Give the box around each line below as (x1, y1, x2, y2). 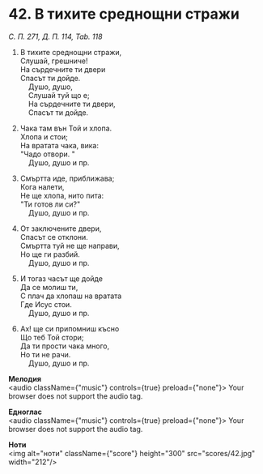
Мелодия (8, 374, 42, 383)
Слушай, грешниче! (19, 56, 88, 66)
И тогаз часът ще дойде (19, 273, 104, 284)
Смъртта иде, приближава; (19, 173, 115, 183)
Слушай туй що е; (28, 90, 91, 100)
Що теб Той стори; (19, 332, 84, 342)
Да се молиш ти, (19, 282, 78, 292)
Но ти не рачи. (19, 349, 71, 359)
